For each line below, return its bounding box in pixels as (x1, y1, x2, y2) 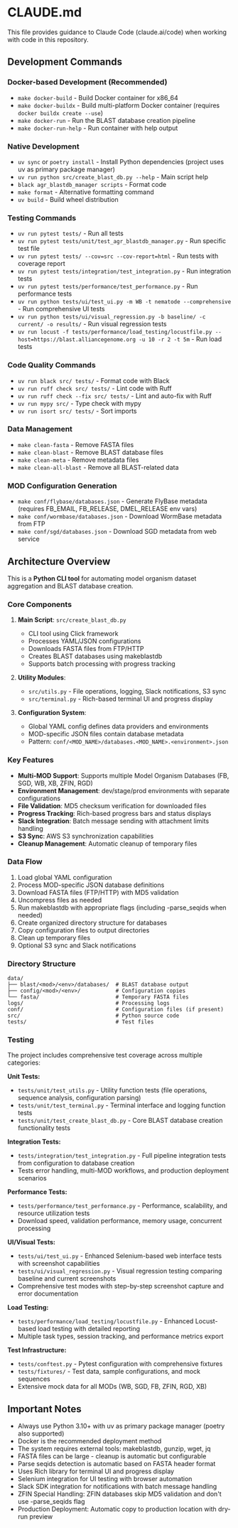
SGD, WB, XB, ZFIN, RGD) (17, 779, 94, 787)
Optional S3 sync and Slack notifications (17, 941, 136, 949)
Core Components (7, 599, 72, 609)
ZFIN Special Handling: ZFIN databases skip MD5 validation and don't (17, 1490, 222, 1498)
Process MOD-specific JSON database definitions (17, 881, 165, 889)
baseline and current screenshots (17, 1274, 117, 1283)
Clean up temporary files (17, 933, 91, 942)
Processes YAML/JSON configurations (28, 637, 141, 645)
